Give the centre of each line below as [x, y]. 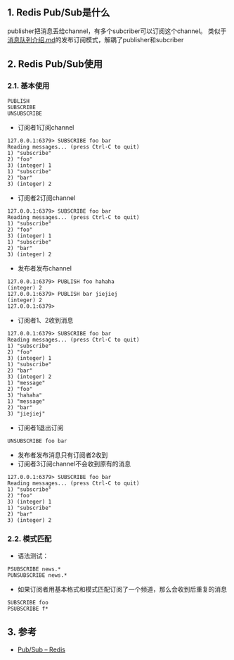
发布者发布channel [45, 268]
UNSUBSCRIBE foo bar [38, 441]
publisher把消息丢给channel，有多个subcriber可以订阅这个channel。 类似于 [117, 31]
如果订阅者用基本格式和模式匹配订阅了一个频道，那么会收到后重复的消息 [122, 589]
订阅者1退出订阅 [40, 428]
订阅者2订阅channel [46, 198]
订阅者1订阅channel [46, 127]
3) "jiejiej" [26, 413]
